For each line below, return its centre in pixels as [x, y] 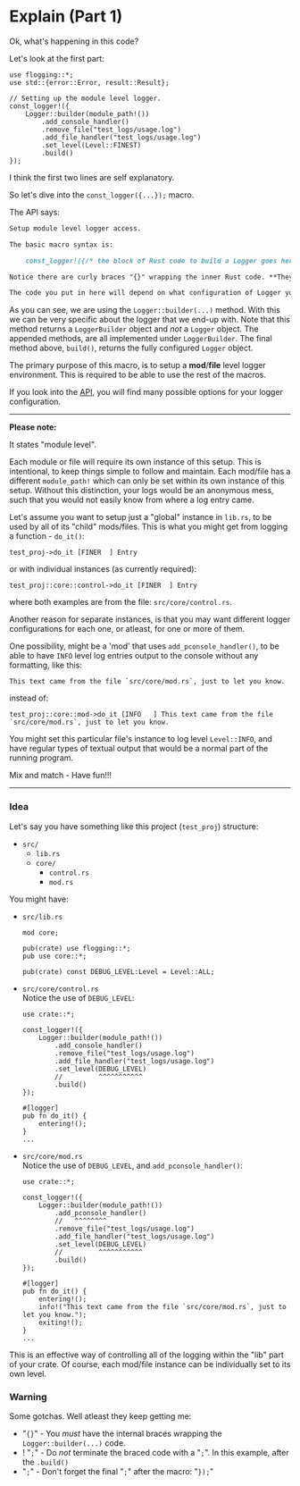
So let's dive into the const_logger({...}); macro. [102, 195]
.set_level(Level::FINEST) [92, 145]
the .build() [46, 1462]
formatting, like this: [46, 665]
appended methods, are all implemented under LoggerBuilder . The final [141, 339]
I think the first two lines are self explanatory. [92, 177]
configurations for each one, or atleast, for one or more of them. [127, 629]
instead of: [29, 698]
